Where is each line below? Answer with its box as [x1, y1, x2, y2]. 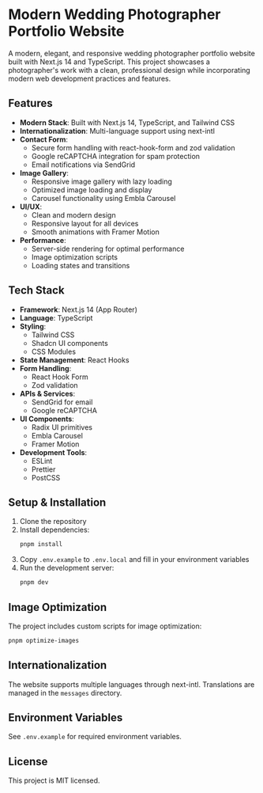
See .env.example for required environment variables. [8, 732, 182, 742]
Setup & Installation [8, 495, 107, 509]
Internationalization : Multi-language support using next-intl [19, 126, 216, 135]
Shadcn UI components [31, 338, 108, 347]
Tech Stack [8, 283, 65, 298]
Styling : [19, 321, 47, 331]
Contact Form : [19, 135, 69, 144]
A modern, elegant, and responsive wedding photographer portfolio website [8, 48, 255, 58]
